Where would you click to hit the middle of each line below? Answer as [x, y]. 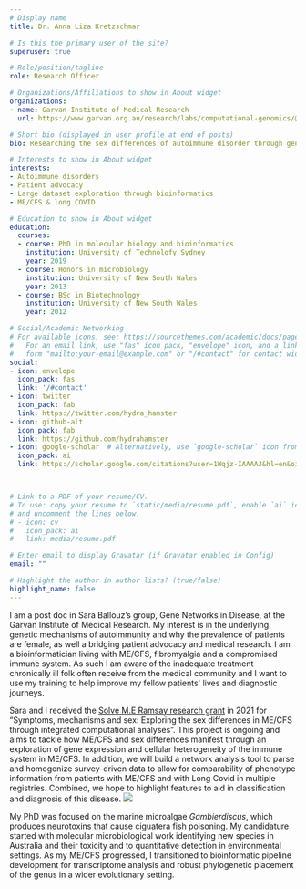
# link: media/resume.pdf [63, 539]
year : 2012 [46, 312]
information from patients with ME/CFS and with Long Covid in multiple [143, 778]
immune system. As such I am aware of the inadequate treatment [132, 664]
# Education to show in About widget [81, 219]
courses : [34, 235]
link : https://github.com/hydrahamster [93, 439]
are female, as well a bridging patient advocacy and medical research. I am [150, 643]
